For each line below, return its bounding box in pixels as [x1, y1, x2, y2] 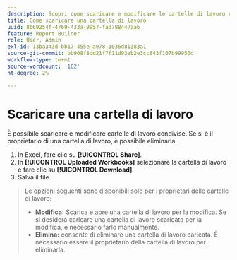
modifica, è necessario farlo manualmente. [35, 223, 160, 232]
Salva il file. [17, 173, 51, 182]
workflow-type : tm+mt [7, 57, 71, 64]
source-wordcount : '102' [7, 63, 80, 70]
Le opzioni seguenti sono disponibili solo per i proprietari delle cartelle [24, 187, 229, 195]
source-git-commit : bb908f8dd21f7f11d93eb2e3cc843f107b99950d [7, 50, 194, 57]
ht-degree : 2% [7, 69, 49, 76]
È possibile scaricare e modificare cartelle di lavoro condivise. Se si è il [7, 129, 214, 138]
